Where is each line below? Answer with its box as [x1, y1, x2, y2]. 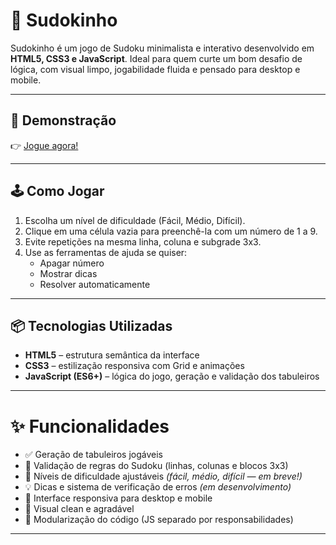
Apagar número [39, 257, 105, 269]
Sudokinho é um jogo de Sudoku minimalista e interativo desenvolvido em [10, 42, 315, 54]
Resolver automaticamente [39, 278, 151, 290]
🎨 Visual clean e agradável [24, 503, 135, 515]
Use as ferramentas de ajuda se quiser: [24, 246, 188, 258]
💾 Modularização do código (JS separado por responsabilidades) [24, 514, 294, 526]
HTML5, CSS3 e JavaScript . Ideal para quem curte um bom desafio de [10, 52, 303, 64]
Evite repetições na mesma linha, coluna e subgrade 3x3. [24, 235, 262, 248]
